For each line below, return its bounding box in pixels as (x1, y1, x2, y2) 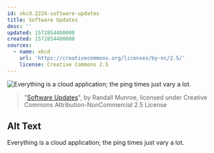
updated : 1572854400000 (7, 29, 75, 36)
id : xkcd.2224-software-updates (7, 10, 99, 17)
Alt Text (7, 121, 41, 132)
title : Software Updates (7, 16, 78, 23)
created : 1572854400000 (7, 36, 75, 43)
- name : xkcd (13, 49, 51, 56)
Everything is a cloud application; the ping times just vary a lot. (7, 139, 185, 147)
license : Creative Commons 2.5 (19, 61, 109, 68)
